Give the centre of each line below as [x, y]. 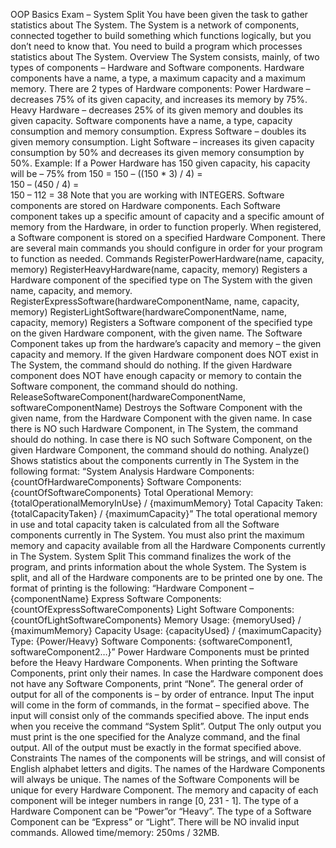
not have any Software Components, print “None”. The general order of [157, 683]
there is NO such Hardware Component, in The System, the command [154, 428]
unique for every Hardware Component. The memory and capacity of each [164, 790]
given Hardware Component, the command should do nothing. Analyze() [160, 450]
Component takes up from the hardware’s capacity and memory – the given [166, 343]
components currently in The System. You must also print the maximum [157, 535]
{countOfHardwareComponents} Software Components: [126, 482]
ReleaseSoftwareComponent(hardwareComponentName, [128, 397]
